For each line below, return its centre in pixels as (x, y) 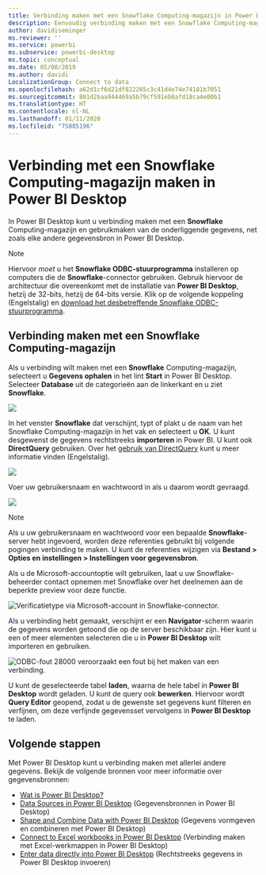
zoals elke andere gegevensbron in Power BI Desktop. (96, 238)
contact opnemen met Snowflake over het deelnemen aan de (143, 581)
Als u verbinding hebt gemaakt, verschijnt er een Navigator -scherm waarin (131, 620)
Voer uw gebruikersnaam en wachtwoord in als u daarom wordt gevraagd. (129, 487)
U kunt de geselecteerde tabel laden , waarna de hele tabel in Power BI (123, 685)
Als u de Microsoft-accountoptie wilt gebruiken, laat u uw (102, 573)
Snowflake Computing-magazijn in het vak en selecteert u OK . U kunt (122, 431)
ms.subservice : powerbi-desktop (61, 52)
